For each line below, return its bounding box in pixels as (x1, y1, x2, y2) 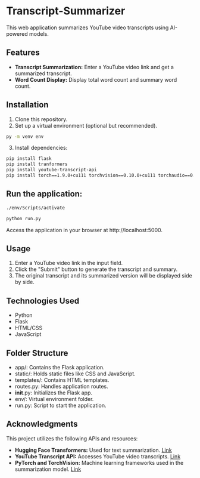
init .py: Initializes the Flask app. (14, 389, 92, 396)
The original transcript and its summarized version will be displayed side (14, 272, 192, 279)
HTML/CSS (14, 324, 43, 332)
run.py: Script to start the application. (14, 402, 107, 409)
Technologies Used (6, 295, 79, 306)
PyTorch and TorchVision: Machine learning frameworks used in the (14, 459, 184, 466)
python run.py (6, 215, 42, 221)
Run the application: (6, 189, 83, 199)
